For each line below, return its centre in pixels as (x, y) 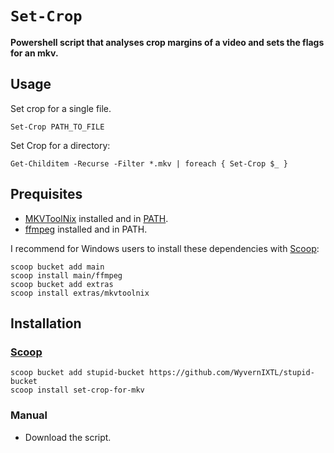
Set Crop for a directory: (60, 145)
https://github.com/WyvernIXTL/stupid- (231, 373)
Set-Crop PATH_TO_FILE (57, 127)
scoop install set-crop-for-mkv (77, 390)
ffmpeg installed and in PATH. (86, 229)
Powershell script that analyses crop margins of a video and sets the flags (167, 42)
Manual (29, 415)
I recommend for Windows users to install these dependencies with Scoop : (165, 248)
